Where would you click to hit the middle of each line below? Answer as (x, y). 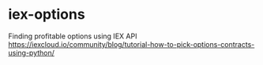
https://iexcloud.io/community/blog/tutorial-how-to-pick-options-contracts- (131, 44)
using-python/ (32, 52)
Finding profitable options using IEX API (73, 36)
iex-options (47, 14)
